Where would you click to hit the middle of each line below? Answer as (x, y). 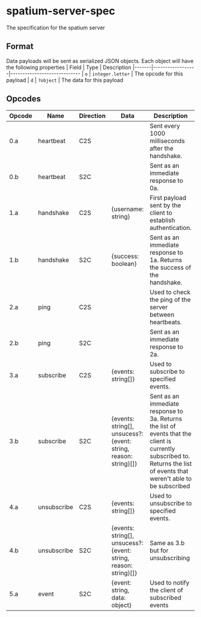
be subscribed (170, 486)
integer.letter (111, 74)
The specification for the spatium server (56, 28)
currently (162, 449)
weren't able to (170, 479)
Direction (92, 116)
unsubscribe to (170, 503)
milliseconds (167, 141)
